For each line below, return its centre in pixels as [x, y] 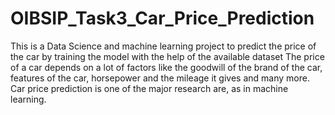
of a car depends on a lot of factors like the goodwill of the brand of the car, [166, 67]
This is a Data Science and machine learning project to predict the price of [163, 46]
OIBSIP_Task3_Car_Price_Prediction [162, 18]
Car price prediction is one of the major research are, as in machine [149, 88]
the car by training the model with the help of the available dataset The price [167, 56]
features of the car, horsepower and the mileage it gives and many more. [160, 78]
